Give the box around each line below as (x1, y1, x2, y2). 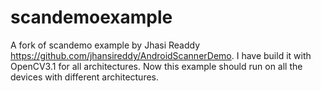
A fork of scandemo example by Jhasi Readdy (10, 39, 201, 51)
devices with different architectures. (10, 71, 160, 83)
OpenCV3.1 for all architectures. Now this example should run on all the (10, 60, 303, 72)
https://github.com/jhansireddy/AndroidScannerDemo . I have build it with (10, 49, 312, 61)
